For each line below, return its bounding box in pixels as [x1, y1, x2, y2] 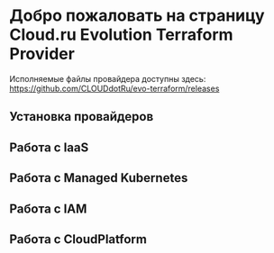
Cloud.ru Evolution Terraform [9, 24, 233, 45]
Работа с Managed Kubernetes [9, 170, 188, 185]
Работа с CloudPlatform [9, 231, 147, 247]
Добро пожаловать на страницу [9, 5, 265, 26]
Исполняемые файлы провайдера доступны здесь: [9, 73, 206, 84]
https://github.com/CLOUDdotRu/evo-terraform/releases [9, 83, 220, 94]
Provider [9, 44, 75, 64]
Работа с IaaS [9, 140, 89, 155]
